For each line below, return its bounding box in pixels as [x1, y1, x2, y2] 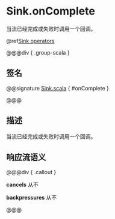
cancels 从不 [6, 181, 39, 189]
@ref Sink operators [6, 37, 55, 44]
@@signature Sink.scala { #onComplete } [6, 84, 110, 92]
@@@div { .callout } [6, 169, 57, 176]
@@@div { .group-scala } [6, 49, 70, 56]
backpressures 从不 [6, 194, 57, 201]
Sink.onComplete [6, 4, 95, 18]
